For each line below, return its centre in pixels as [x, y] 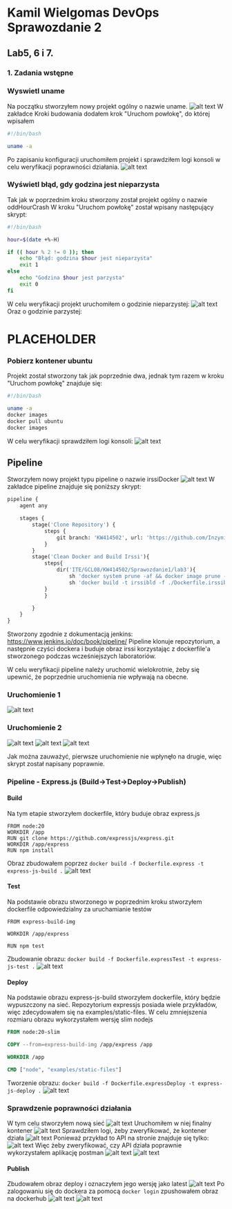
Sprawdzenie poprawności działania [69, 1108]
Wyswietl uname [36, 91]
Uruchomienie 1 [34, 695]
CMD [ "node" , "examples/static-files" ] [65, 1070]
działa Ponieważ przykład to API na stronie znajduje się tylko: [108, 1138]
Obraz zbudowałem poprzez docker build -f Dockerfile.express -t [106, 863]
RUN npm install [30, 850]
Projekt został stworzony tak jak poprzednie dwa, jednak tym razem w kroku [116, 376]
